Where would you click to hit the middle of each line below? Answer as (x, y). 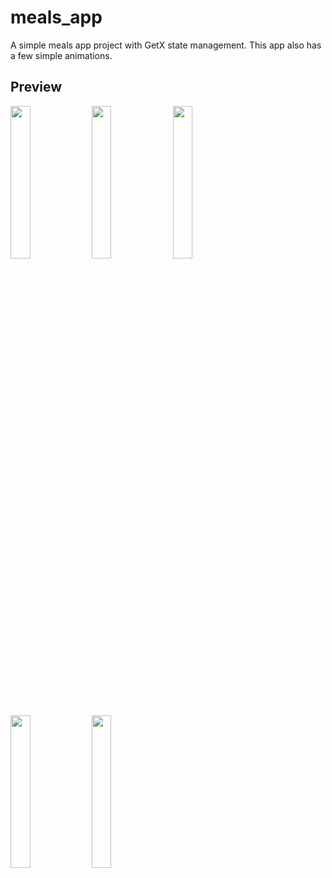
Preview (36, 87)
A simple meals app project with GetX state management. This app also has (166, 45)
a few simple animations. (61, 55)
